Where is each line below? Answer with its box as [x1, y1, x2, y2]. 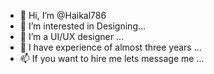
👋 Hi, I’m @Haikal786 [19, 10, 107, 21]
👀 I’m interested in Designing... [19, 20, 147, 32]
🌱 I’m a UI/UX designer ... [19, 31, 125, 42]
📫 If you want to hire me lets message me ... [19, 53, 205, 64]
